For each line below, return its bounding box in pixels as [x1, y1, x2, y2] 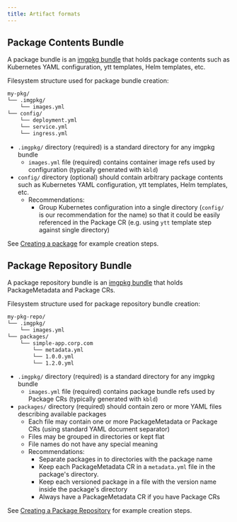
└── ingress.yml [20, 130, 69, 137]
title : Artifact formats [7, 10, 81, 18]
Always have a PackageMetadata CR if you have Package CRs [38, 493, 221, 501]
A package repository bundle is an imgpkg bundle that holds [7, 278, 183, 287]
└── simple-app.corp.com [20, 339, 93, 347]
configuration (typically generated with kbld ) [28, 165, 158, 174]
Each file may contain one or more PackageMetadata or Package [28, 417, 218, 426]
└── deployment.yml [20, 116, 78, 124]
